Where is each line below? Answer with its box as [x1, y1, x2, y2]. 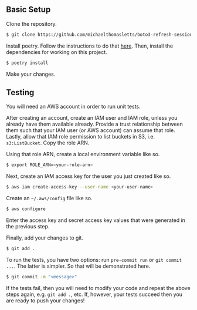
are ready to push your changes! [6, 296, 85, 304]
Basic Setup [6, 5, 51, 15]
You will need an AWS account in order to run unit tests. [6, 103, 141, 110]
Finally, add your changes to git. [6, 234, 84, 241]
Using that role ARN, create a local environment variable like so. [6, 151, 160, 158]
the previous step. [6, 223, 50, 230]
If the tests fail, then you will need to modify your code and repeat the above [6, 284, 191, 291]
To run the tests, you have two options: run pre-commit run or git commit [6, 256, 182, 263]
